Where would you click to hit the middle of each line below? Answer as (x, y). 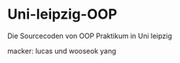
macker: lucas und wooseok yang (62, 51)
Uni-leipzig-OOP (62, 14)
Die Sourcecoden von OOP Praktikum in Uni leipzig (90, 36)
